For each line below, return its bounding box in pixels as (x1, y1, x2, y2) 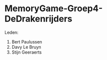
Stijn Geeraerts (11, 49, 42, 55)
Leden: (4, 29, 19, 35)
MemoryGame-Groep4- (4, 3, 103, 14)
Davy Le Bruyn (11, 44, 42, 50)
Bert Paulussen (11, 39, 42, 44)
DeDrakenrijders (4, 13, 72, 24)
